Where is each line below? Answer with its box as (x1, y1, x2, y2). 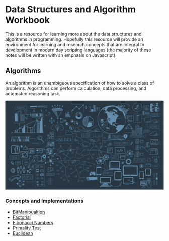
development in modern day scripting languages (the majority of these (5, 47, 151, 53)
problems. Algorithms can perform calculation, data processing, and (5, 85, 147, 91)
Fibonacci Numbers (12, 219, 54, 225)
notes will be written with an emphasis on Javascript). (5, 52, 117, 58)
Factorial (12, 214, 31, 220)
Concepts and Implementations (5, 197, 84, 204)
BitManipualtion (12, 209, 45, 215)
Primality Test (12, 225, 41, 231)
